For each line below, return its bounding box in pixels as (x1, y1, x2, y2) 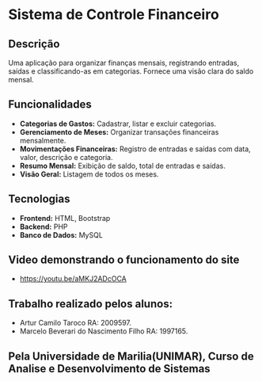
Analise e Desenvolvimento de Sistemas (8, 362, 211, 375)
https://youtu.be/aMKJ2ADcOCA (19, 274, 127, 284)
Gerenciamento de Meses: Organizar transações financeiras (19, 127, 219, 136)
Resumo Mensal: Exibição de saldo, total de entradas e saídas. (19, 161, 226, 170)
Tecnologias (8, 192, 70, 206)
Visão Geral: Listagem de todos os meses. (19, 169, 159, 179)
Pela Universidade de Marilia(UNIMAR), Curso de (8, 349, 255, 363)
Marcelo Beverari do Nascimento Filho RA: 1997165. (19, 326, 188, 336)
